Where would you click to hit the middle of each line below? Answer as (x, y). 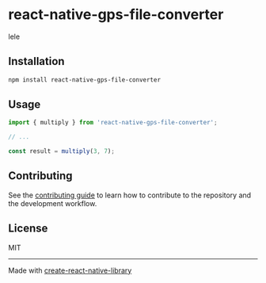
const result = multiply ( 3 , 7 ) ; (61, 151)
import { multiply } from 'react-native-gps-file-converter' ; (113, 123)
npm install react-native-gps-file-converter (84, 80)
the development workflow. (53, 203)
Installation (36, 61)
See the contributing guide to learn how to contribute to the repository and (130, 195)
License (28, 229)
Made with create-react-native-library (70, 270)
